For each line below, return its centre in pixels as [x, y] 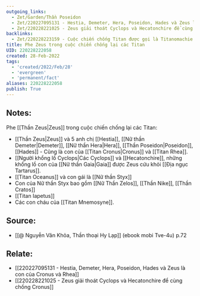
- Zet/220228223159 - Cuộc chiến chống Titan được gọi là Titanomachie [102, 39]
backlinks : [20, 34]
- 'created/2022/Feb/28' [42, 67]
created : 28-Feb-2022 [33, 56]
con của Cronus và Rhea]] [47, 275]
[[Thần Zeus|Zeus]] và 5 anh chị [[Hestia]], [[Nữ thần [79, 139]
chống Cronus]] [34, 287]
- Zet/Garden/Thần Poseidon [46, 17]
